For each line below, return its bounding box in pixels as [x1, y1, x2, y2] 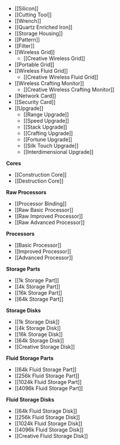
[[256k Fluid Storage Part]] [14, 372, 80, 379]
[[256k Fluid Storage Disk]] [14, 414, 80, 420]
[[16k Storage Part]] [14, 289, 63, 296]
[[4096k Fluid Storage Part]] [14, 385, 83, 392]
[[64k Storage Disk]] [14, 337, 64, 344]
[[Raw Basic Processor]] [14, 207, 74, 213]
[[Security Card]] [14, 99, 56, 105]
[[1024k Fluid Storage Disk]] [14, 420, 83, 427]
